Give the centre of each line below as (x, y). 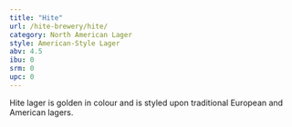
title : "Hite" (36, 18)
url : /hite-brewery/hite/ (58, 26)
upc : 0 (22, 77)
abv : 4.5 (26, 52)
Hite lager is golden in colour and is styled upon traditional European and (146, 103)
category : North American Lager (71, 34)
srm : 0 (22, 69)
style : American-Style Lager (65, 43)
